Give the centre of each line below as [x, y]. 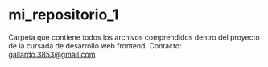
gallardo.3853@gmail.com [52, 54]
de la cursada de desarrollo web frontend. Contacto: [95, 45]
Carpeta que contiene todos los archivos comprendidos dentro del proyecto [134, 37]
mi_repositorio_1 [64, 15]
